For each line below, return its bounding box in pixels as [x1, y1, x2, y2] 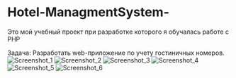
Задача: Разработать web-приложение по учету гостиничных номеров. [7, 48, 225, 57]
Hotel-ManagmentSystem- [7, 4, 170, 20]
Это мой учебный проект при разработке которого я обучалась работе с [7, 27, 229, 36]
